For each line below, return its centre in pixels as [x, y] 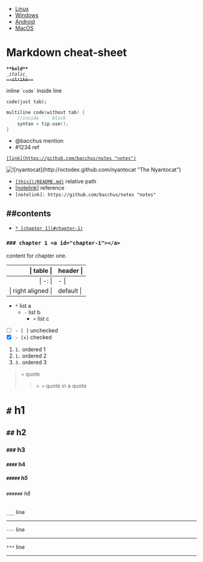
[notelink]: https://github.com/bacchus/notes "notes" [85, 195]
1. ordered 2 [31, 356]
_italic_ [17, 74]
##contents [29, 213]
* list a [23, 305]
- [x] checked [34, 337]
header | [71, 271]
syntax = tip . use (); [43, 124]
